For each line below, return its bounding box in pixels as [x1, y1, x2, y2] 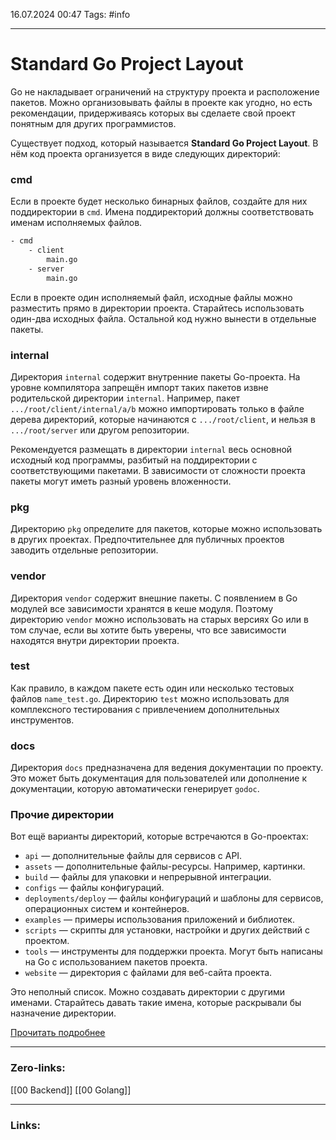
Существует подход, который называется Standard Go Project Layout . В [10, 137, 319, 149]
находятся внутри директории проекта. [10, 634, 180, 646]
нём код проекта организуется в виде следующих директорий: [10, 147, 281, 159]
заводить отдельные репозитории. [10, 544, 159, 556]
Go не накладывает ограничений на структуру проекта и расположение [10, 85, 320, 98]
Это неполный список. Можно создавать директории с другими [10, 986, 286, 998]
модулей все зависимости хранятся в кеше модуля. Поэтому [10, 602, 274, 614]
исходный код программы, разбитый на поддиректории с [10, 454, 258, 466]
